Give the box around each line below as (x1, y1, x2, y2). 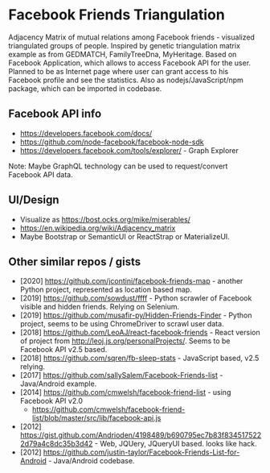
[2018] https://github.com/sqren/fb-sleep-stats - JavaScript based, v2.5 (19, 353, 260, 363)
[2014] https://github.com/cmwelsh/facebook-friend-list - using (19, 388, 231, 397)
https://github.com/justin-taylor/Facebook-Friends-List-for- (43, 447, 240, 457)
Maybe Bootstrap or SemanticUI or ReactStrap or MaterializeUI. (19, 231, 231, 241)
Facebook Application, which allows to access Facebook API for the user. (8, 58, 252, 68)
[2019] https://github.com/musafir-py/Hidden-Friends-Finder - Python (19, 310, 252, 320)
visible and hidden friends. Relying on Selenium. (19, 302, 180, 312)
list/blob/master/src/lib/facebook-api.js (31, 413, 162, 423)
